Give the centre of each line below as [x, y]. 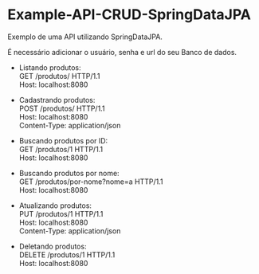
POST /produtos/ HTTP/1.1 [62, 108]
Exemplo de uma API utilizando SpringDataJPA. [85, 37]
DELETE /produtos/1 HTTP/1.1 [67, 254]
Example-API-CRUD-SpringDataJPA [129, 15]
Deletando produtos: [53, 246]
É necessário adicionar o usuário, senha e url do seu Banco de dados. [122, 52]
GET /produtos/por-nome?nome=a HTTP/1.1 [91, 182]
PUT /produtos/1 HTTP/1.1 [61, 213]
